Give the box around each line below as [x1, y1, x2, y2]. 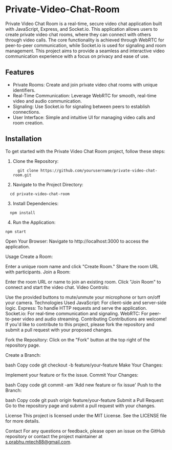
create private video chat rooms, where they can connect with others [5, 31, 151, 37]
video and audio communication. [12, 98, 82, 104]
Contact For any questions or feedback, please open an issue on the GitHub [5, 427, 165, 434]
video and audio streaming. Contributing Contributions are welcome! [22, 316, 167, 322]
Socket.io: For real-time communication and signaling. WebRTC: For [5, 310, 148, 316]
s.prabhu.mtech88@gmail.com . [5, 439, 72, 445]
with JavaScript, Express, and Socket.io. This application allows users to [5, 26, 158, 32]
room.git [12, 173, 32, 178]
